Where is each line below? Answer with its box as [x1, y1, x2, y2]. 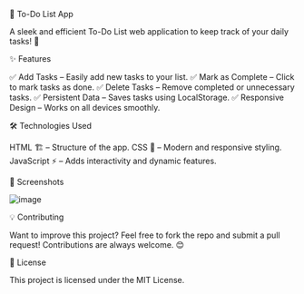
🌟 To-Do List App [9, 9, 74, 19]
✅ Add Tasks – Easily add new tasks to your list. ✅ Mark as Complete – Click [9, 72, 295, 82]
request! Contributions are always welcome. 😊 [9, 240, 184, 250]
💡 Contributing [9, 211, 64, 222]
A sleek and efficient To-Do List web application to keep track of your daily [9, 26, 289, 36]
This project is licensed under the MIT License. [9, 275, 185, 285]
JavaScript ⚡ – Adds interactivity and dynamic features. [9, 155, 217, 166]
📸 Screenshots [9, 177, 64, 187]
